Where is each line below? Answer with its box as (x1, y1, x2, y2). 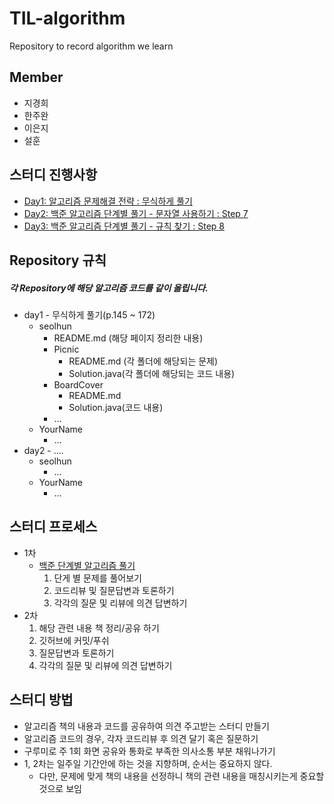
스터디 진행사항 (9, 167, 98, 184)
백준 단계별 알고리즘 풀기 (38, 559, 136, 571)
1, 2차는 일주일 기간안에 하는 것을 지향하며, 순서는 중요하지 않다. (23, 757, 273, 769)
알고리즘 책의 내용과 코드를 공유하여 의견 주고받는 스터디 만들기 (23, 720, 270, 732)
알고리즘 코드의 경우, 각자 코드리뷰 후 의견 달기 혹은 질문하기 (23, 732, 259, 744)
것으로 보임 (38, 782, 82, 794)
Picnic (53, 343, 80, 355)
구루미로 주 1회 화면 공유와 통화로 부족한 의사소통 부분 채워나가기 (23, 745, 276, 757)
